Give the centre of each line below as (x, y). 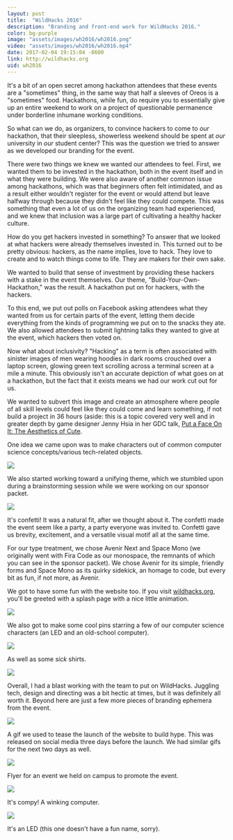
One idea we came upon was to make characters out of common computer (115, 444)
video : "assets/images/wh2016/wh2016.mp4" (70, 46)
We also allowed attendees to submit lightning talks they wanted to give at (113, 330)
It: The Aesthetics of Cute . (45, 431)
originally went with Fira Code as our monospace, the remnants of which (111, 555)
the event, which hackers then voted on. (65, 338)
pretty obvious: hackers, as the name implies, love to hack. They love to (110, 251)
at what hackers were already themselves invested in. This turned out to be (115, 244)
